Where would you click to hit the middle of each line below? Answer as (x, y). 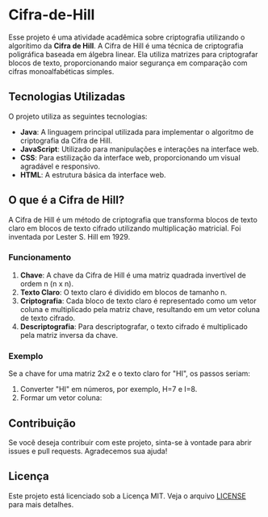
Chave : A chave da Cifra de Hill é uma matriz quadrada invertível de (133, 275)
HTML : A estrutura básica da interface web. (93, 174)
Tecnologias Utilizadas (67, 97)
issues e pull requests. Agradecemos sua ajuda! (88, 451)
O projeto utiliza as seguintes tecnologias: (78, 116)
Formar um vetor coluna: (61, 398)
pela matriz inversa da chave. (69, 335)
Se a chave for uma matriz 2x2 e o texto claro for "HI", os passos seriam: (129, 373)
